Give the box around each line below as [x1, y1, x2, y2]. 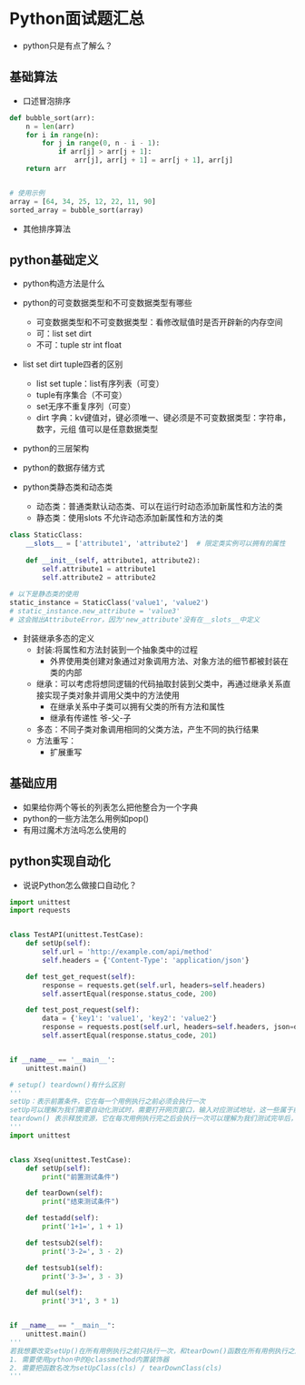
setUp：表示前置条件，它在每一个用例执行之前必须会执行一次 [9, 1097, 206, 1107]
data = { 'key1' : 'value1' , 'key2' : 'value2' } [42, 1014, 218, 1024]
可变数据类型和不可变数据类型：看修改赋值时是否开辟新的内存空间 [35, 317, 283, 328]
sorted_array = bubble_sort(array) [9, 206, 144, 215]
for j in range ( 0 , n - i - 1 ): [42, 138, 161, 148]
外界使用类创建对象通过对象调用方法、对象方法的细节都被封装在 [49, 655, 289, 666]
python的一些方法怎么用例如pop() [22, 813, 150, 824]
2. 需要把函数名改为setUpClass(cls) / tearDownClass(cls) [9, 1363, 222, 1372]
